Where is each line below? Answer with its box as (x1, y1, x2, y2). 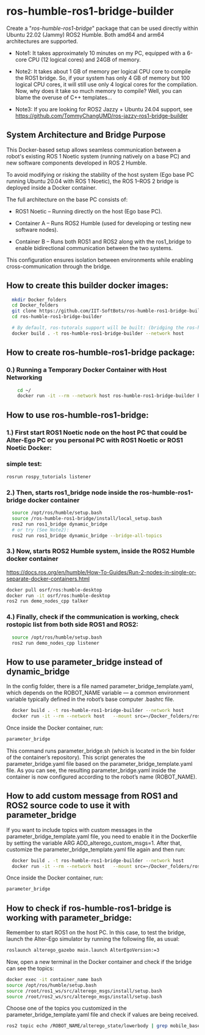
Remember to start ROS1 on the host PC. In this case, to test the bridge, (6, 929, 186, 937)
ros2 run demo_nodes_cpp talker (6, 598, 88, 604)
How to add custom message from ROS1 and (6, 791, 178, 801)
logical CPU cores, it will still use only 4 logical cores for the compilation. (15, 81, 198, 88)
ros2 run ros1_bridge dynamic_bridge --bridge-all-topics (12, 532, 163, 539)
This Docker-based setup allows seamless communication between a (6, 146, 181, 154)
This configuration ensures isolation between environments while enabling (6, 256, 193, 264)
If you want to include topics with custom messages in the (6, 826, 153, 833)
